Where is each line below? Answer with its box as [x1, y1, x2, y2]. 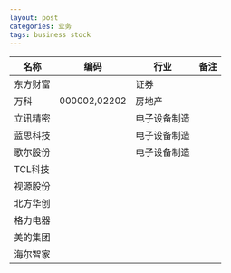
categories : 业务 [9, 22, 72, 31]
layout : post [9, 13, 59, 23]
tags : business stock [9, 30, 91, 39]
